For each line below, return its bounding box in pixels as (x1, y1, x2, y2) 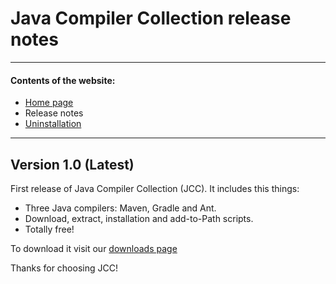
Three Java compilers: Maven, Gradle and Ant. (24, 202, 217, 214)
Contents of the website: (10, 74, 116, 86)
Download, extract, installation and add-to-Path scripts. (24, 212, 254, 224)
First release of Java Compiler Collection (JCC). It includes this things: (10, 182, 300, 194)
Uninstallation (24, 118, 82, 130)
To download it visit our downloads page (10, 242, 178, 254)
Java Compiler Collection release (10, 7, 292, 30)
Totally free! (24, 223, 75, 235)
